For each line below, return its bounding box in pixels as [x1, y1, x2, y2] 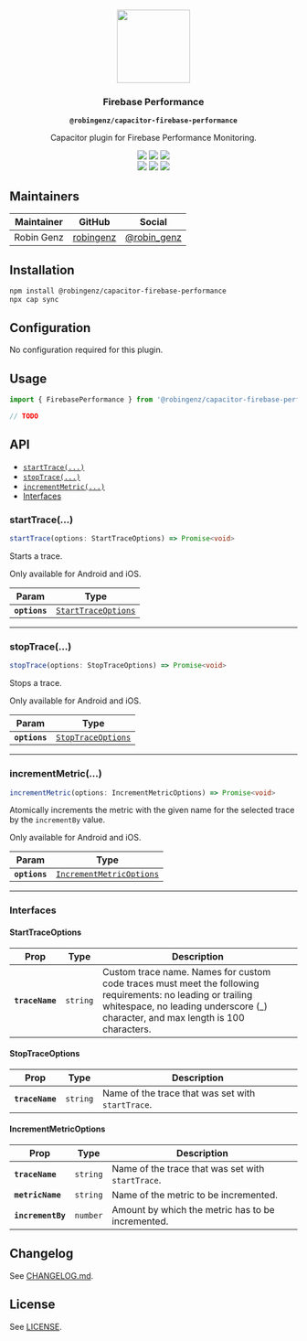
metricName [14, 1189, 61, 1200]
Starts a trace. [9, 551, 63, 562]
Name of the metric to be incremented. [111, 1188, 279, 1201]
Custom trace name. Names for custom [101, 965, 271, 978]
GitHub [79, 216, 111, 229]
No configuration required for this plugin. [9, 344, 164, 356]
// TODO [9, 412, 39, 421]
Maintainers [9, 188, 80, 204]
